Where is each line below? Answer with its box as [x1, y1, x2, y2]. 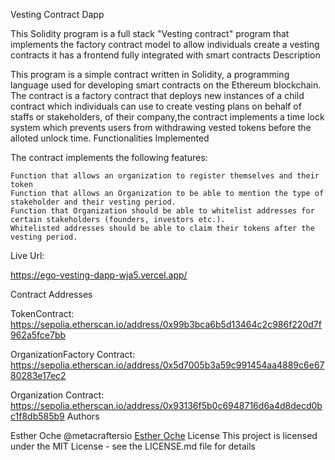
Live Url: [10, 250, 45, 261]
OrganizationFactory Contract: [10, 349, 136, 360]
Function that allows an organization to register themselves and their [10, 171, 320, 181]
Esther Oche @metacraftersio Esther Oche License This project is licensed [10, 430, 318, 441]
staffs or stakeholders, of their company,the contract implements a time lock [10, 111, 325, 123]
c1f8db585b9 [10, 410, 65, 422]
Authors [66, 410, 100, 422]
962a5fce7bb [10, 329, 67, 341]
